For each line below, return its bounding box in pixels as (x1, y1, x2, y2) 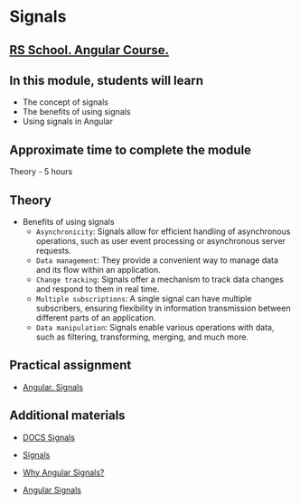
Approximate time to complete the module (9, 142, 251, 157)
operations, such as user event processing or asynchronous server (35, 236, 286, 247)
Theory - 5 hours (9, 166, 73, 177)
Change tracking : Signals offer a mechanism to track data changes (35, 274, 285, 285)
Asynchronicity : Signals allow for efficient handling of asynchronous (35, 226, 291, 237)
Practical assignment (9, 358, 132, 373)
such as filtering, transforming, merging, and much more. (35, 331, 249, 342)
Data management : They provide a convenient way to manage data (35, 255, 278, 266)
